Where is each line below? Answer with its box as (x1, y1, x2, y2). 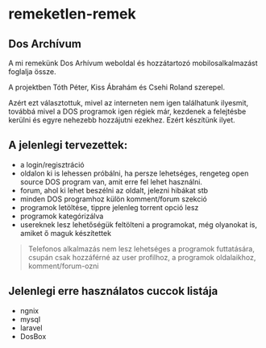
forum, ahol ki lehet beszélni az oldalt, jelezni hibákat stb (19, 185, 208, 195)
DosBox (19, 331, 47, 341)
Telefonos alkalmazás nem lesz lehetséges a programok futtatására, (27, 243, 256, 254)
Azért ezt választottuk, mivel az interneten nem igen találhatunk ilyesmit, (8, 98, 249, 107)
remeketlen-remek (8, 5, 136, 23)
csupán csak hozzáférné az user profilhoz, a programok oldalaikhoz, (27, 252, 256, 262)
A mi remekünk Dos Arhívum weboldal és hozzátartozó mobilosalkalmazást (8, 58, 258, 68)
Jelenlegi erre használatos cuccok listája (8, 284, 218, 298)
